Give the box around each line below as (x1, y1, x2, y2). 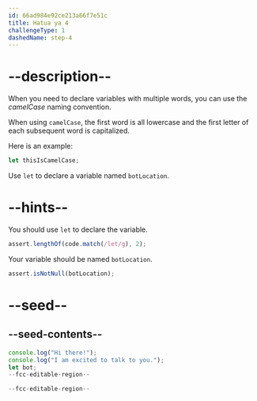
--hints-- (8, 199, 69, 217)
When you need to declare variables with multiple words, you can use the (8, 94, 248, 104)
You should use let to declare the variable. (8, 225, 148, 234)
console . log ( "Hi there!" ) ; (8, 349, 97, 357)
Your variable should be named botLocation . (8, 254, 153, 263)
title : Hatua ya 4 (8, 19, 69, 27)
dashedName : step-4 (8, 33, 73, 42)
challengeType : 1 (8, 26, 66, 34)
